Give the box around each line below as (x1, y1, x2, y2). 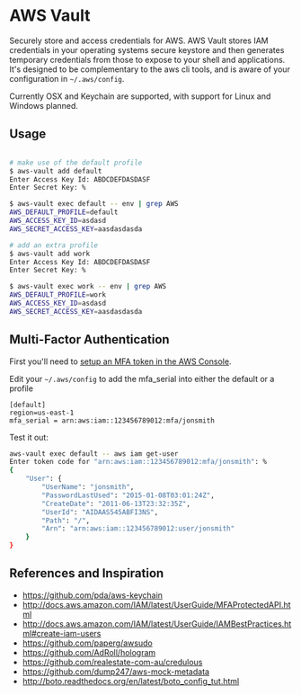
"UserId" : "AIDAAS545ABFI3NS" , (41, 507, 159, 517)
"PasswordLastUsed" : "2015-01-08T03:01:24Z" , (41, 491, 216, 500)
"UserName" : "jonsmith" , (41, 483, 135, 492)
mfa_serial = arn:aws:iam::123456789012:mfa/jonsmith (9, 415, 216, 425)
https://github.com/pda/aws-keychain (22, 590, 164, 601)
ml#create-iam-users (22, 628, 102, 638)
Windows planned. (9, 100, 79, 111)
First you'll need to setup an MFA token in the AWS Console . (9, 356, 232, 367)
